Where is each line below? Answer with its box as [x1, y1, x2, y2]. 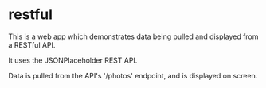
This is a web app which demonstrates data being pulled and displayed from [8, 32, 259, 41]
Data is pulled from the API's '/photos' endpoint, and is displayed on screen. [8, 71, 258, 80]
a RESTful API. [8, 40, 56, 49]
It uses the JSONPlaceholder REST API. [8, 55, 138, 65]
